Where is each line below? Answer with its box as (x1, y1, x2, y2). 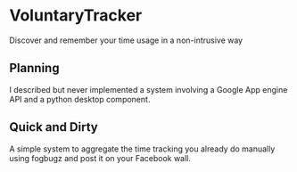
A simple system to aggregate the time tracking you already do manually (9, 143, 276, 154)
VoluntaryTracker (9, 5, 143, 26)
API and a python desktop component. (9, 94, 151, 104)
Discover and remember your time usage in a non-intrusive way (9, 35, 243, 45)
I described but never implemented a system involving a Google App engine (9, 84, 288, 94)
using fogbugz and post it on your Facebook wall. (9, 152, 192, 163)
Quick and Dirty (9, 119, 98, 135)
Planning (9, 61, 60, 76)
